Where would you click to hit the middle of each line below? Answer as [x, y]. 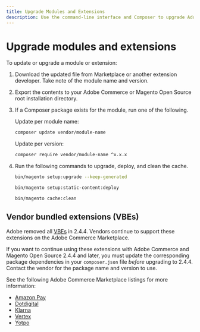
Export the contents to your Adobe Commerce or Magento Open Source [103, 92]
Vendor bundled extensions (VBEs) [73, 217]
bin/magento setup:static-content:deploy [67, 188]
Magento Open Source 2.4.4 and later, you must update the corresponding [98, 255]
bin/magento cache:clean [46, 198]
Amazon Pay [30, 297]
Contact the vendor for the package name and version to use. [82, 268]
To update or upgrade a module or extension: [62, 63]
